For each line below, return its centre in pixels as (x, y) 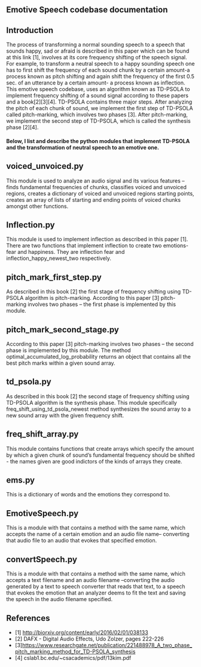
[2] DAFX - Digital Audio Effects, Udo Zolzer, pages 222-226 (89, 639)
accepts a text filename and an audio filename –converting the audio (91, 580)
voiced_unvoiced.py (45, 166)
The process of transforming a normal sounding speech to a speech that (96, 45)
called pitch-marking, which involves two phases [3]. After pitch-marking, (97, 115)
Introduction (30, 30)
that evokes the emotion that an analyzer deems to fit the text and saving (96, 593)
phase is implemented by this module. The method (68, 350)
